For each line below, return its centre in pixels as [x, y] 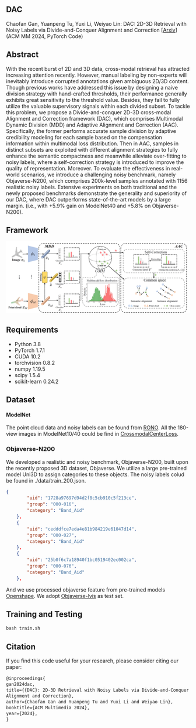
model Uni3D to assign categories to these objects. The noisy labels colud [95, 474]
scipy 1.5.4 [27, 375]
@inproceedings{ [26, 679]
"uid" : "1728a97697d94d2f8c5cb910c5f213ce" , [82, 498]
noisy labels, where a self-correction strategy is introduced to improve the [95, 162]
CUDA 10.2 [27, 356]
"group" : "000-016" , [52, 504]
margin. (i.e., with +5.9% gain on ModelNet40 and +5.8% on [78, 206]
